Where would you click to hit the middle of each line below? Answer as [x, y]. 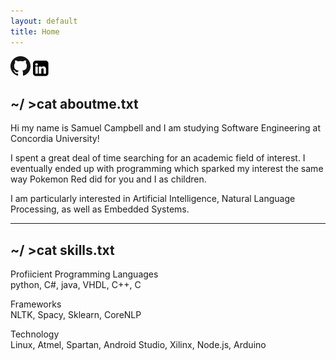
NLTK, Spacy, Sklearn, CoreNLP [76, 315]
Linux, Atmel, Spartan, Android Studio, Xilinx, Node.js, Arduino [138, 345]
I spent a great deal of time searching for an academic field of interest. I [158, 158]
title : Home [35, 31]
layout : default [44, 21]
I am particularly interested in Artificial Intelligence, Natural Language [153, 199]
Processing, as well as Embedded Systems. [100, 209]
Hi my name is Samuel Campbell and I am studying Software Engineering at [166, 128]
